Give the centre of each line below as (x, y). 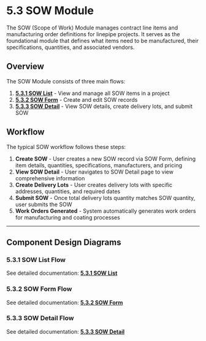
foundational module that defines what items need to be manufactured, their (103, 40)
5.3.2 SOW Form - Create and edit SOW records (76, 99)
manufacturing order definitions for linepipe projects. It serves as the (93, 34)
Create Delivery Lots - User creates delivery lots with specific (94, 185)
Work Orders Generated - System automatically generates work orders (105, 211)
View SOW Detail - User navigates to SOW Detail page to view (94, 172)
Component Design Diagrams (64, 242)
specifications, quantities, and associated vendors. (71, 47)
